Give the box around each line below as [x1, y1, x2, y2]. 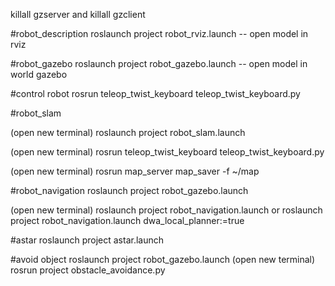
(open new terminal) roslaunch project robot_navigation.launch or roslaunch [10, 204, 323, 216]
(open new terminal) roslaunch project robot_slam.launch [10, 127, 246, 138]
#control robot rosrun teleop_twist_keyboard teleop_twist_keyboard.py [10, 88, 301, 99]
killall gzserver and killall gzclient [10, 9, 146, 20]
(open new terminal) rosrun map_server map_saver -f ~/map [10, 165, 260, 177]
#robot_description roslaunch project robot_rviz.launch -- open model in [10, 28, 309, 39]
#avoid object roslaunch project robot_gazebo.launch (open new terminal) [10, 254, 316, 265]
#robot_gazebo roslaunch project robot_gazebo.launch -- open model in [10, 58, 308, 69]
